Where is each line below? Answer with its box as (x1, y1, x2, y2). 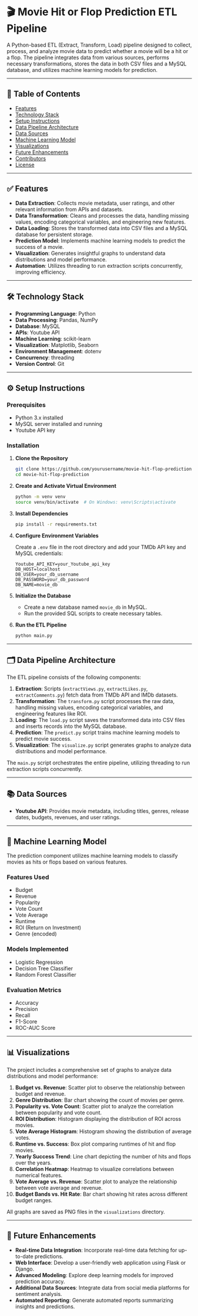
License (15, 161, 35, 168)
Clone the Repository (15, 455, 68, 462)
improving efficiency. (15, 268, 66, 275)
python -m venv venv (15, 494, 66, 500)
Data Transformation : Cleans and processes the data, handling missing (15, 212, 189, 219)
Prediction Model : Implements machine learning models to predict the (15, 237, 186, 244)
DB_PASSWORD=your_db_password (15, 576, 90, 582)
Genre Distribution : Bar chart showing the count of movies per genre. (15, 1096, 184, 1104)
